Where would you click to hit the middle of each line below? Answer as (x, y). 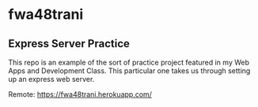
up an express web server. (51, 79)
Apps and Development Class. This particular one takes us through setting (129, 71)
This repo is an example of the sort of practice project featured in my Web (129, 62)
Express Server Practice (69, 44)
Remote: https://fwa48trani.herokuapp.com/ (80, 94)
